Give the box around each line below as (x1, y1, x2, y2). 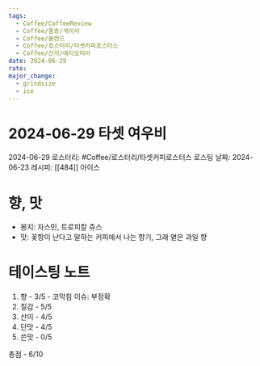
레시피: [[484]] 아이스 (31, 162, 100, 172)
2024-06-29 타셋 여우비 (8, 124, 167, 142)
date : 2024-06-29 (8, 57, 67, 65)
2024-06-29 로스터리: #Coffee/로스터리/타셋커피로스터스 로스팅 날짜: (8, 153, 231, 162)
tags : (8, 11, 27, 20)
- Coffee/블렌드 (15, 34, 65, 43)
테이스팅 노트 (8, 263, 90, 282)
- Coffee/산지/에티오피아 (15, 49, 91, 57)
